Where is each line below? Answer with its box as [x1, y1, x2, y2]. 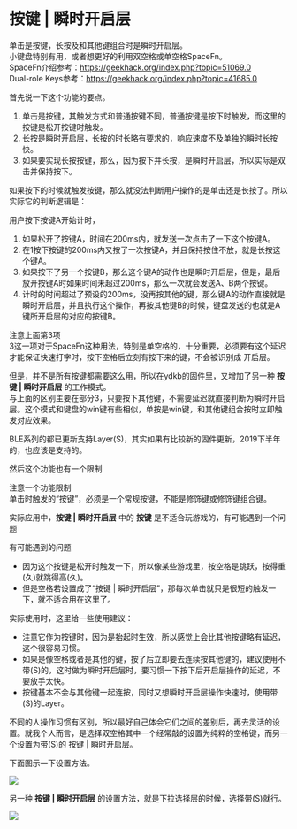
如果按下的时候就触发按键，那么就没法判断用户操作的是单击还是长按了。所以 [9, 184, 288, 196]
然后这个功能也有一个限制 [9, 463, 103, 474]
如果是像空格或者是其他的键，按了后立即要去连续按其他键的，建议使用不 [21, 653, 286, 664]
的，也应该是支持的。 [9, 444, 87, 455]
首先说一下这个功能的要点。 [9, 91, 110, 103]
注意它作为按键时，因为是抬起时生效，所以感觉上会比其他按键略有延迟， [21, 631, 286, 642]
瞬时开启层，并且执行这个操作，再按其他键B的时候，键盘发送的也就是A [21, 299, 281, 311]
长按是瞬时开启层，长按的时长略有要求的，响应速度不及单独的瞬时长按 [21, 133, 278, 143]
